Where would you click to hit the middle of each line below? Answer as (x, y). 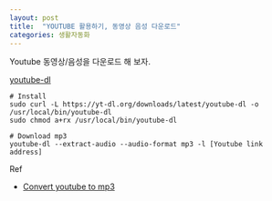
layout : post (34, 18)
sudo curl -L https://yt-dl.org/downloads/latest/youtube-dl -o (134, 105)
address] (26, 152)
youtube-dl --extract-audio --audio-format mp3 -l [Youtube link (136, 145)
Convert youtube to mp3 (69, 186)
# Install (28, 96)
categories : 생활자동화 (50, 35)
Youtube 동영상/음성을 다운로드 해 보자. (80, 62)
